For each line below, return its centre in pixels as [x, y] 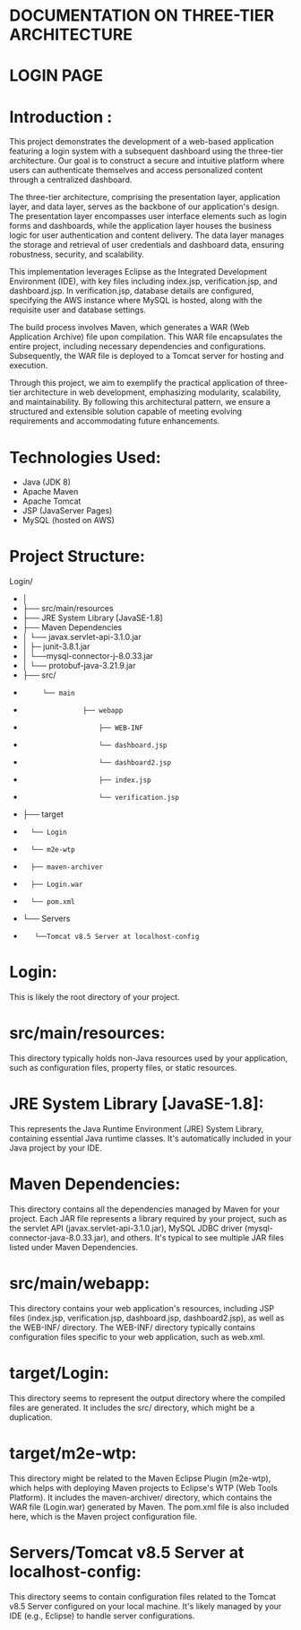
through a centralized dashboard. [71, 180]
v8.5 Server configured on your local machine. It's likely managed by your [146, 1606]
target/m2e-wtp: [73, 1453]
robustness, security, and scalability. [77, 254]
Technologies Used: [85, 457]
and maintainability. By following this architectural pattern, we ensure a [140, 402]
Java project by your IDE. [56, 1148]
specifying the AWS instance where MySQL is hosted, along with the [136, 301]
